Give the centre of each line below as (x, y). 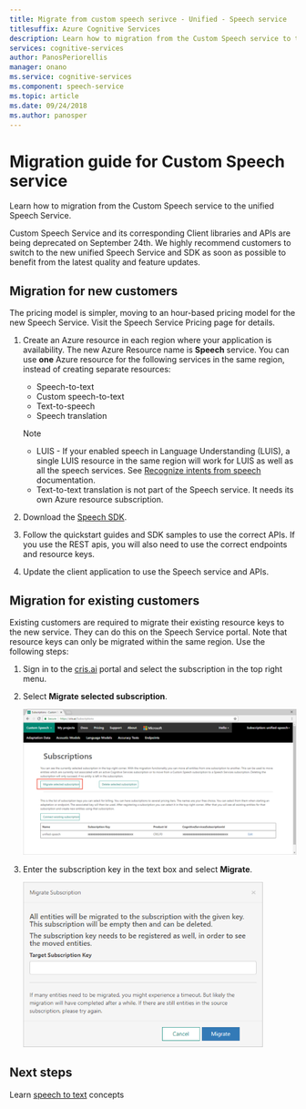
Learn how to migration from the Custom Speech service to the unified (142, 206)
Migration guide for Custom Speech (147, 162)
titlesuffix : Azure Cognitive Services (85, 29)
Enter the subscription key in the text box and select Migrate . (138, 869)
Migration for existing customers (105, 600)
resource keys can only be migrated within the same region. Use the (138, 641)
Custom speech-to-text (80, 397)
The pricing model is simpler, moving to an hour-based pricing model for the (153, 313)
